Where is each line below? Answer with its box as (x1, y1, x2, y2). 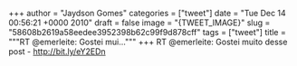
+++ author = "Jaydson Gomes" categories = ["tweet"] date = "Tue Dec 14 (8, 8, 286, 18)
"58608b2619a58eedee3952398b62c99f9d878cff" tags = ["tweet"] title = (8, 27, 286, 37)
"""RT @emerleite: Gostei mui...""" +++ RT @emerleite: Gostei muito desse (8, 36, 288, 47)
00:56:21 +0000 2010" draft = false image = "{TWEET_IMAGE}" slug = (8, 17, 271, 28)
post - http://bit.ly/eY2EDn (8, 46, 106, 57)
